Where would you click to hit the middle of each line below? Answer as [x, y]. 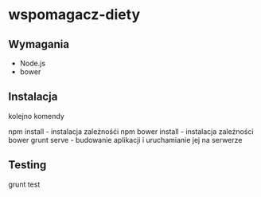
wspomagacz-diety [74, 15]
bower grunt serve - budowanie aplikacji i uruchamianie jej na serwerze [125, 140]
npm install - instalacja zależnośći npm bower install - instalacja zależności [131, 131]
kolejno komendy [37, 116]
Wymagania [39, 44]
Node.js [33, 63]
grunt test [24, 184]
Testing [27, 165]
